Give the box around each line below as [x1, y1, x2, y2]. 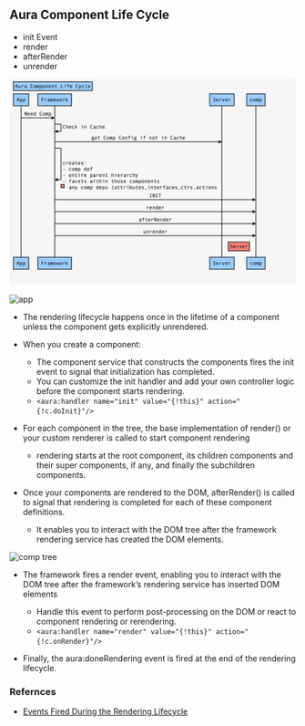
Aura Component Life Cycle [9, 7, 170, 23]
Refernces [9, 686, 56, 698]
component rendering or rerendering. [36, 616, 177, 627]
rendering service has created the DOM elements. [36, 534, 225, 545]
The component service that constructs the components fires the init [36, 357, 295, 368]
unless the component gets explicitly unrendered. [22, 321, 209, 332]
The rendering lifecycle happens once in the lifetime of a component [22, 312, 280, 323]
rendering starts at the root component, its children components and [36, 451, 294, 462]
